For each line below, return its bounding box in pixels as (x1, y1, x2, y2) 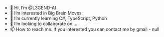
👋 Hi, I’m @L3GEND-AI (9, 5, 56, 10)
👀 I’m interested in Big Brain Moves (9, 10, 82, 16)
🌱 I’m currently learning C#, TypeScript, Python (9, 15, 107, 21)
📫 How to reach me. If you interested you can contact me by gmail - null (9, 26, 160, 32)
